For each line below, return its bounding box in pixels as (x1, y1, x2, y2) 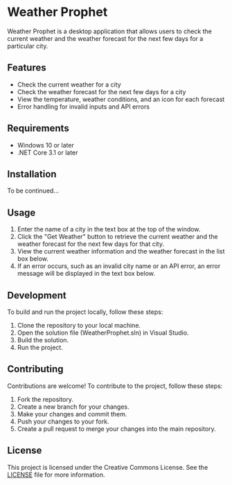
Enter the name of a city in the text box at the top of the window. (17, 225, 201, 233)
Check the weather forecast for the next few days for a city (17, 87, 186, 96)
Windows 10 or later (17, 141, 74, 149)
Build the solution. (17, 336, 69, 344)
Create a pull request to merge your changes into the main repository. (17, 424, 216, 433)
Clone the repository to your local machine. (17, 321, 141, 329)
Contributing (7, 363, 64, 375)
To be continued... (7, 186, 59, 195)
